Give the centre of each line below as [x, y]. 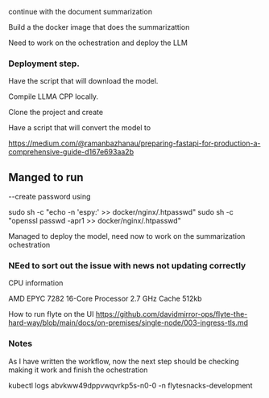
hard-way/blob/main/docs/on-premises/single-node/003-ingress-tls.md [128, 323]
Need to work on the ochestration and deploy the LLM [98, 43]
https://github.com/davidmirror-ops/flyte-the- [172, 314]
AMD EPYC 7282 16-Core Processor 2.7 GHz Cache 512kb [105, 299]
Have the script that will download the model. [83, 81]
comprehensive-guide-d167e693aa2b [71, 152]
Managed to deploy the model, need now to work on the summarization [127, 236]
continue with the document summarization [81, 12]
